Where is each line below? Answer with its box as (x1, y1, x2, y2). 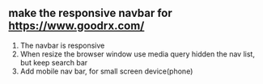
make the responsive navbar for (8, 6, 172, 20)
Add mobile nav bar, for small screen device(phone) (19, 66, 193, 76)
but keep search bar (19, 57, 88, 67)
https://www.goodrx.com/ (8, 19, 145, 33)
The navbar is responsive (19, 40, 105, 50)
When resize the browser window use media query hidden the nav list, (19, 48, 255, 59)
